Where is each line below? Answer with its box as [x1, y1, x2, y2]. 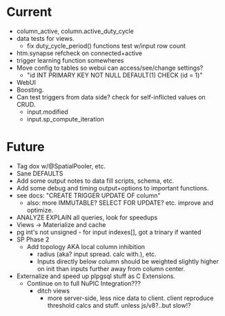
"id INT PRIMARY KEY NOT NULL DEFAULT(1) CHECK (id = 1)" [26, 70, 203, 79]
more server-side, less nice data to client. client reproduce [47, 294, 214, 302]
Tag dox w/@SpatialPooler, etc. [16, 161, 106, 170]
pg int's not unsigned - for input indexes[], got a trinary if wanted [16, 228, 202, 236]
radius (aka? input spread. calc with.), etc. [37, 250, 157, 258]
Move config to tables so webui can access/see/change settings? [16, 63, 204, 72]
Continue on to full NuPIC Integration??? [26, 279, 141, 287]
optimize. [26, 206, 53, 214]
